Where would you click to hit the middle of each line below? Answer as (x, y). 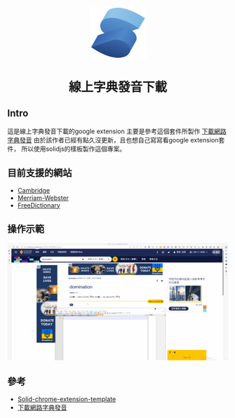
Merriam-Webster (43, 198)
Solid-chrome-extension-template (67, 399)
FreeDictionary (39, 205)
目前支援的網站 (40, 173)
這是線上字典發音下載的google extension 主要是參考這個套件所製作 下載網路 (117, 131)
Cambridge (34, 190)
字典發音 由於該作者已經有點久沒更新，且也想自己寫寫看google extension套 (116, 140)
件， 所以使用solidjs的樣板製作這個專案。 (67, 149)
